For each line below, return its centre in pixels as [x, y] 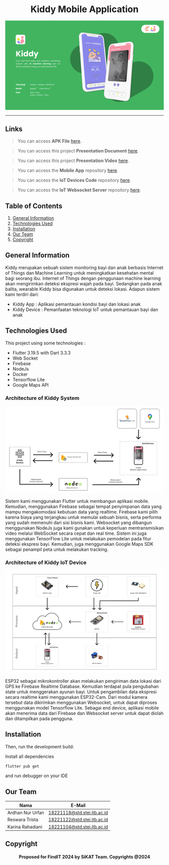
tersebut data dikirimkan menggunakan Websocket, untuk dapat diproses [81, 702]
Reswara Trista [23, 820]
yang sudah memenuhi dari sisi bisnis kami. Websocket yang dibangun [79, 523]
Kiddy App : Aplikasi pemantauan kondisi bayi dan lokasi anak [76, 304]
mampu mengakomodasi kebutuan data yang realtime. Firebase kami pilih [81, 512]
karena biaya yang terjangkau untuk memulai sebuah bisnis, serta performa [83, 517]
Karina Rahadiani [25, 827]
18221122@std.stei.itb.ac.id [78, 820]
